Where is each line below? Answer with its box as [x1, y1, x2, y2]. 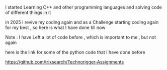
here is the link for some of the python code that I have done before [5, 49, 145, 55]
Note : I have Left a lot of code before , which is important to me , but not [5, 34, 156, 40]
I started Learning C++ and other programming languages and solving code [5, 4, 162, 10]
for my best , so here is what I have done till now [5, 24, 106, 30]
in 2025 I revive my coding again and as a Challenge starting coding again [5, 19, 159, 25]
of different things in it [5, 9, 51, 15]
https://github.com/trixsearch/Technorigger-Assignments [5, 59, 124, 64]
